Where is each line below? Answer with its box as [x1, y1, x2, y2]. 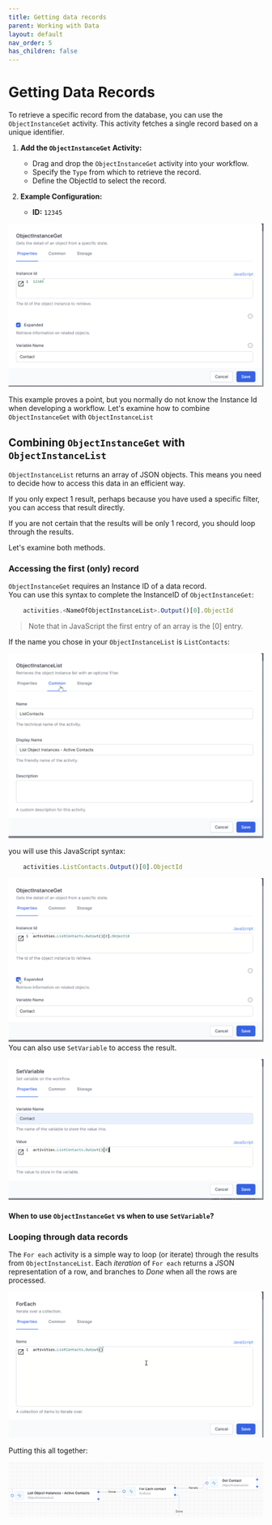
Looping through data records [8, 1231, 129, 1242]
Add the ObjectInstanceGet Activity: [19, 143, 142, 153]
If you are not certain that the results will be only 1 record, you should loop [8, 519, 256, 529]
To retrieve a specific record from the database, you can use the [8, 110, 223, 120]
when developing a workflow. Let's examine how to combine [8, 404, 210, 413]
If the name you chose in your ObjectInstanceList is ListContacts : [8, 637, 231, 647]
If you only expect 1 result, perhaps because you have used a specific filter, [8, 495, 261, 504]
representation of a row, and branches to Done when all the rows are [8, 1267, 237, 1277]
